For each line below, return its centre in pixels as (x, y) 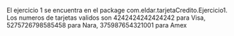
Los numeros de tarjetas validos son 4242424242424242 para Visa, (106, 18)
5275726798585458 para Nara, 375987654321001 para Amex (97, 25)
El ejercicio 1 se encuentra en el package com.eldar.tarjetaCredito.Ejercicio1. (117, 10)
